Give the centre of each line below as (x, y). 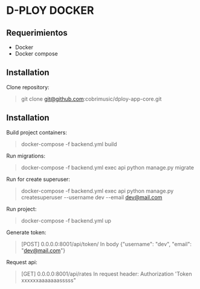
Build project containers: (37, 132)
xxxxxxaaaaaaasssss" (49, 280)
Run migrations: (26, 156)
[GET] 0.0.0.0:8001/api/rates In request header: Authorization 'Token (106, 274)
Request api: (22, 262)
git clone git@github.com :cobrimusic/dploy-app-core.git (91, 99)
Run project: (21, 209)
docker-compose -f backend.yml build (69, 144)
